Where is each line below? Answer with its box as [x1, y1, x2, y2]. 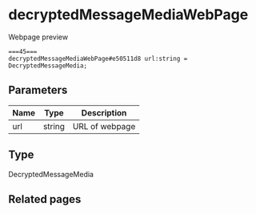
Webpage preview [8, 32, 69, 42]
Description [81, 107, 127, 118]
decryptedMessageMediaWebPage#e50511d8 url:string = [8, 55, 188, 63]
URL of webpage [72, 120, 136, 131]
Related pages [8, 192, 82, 206]
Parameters [8, 83, 68, 97]
